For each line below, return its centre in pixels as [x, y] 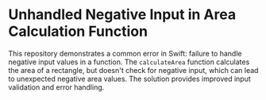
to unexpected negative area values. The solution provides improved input [130, 79]
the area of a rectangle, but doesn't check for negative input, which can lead [133, 70]
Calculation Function [78, 31]
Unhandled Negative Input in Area [122, 15]
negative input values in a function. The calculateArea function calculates [129, 62]
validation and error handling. [56, 87]
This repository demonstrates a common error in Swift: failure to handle [125, 53]
